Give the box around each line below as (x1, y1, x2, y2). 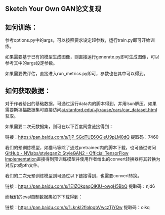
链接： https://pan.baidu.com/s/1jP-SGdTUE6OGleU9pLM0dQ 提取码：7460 (5, 134, 159, 140)
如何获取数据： (5, 86, 51, 95)
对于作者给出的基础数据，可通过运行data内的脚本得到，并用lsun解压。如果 (5, 101, 157, 107)
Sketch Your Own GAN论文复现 (5, 4, 102, 13)
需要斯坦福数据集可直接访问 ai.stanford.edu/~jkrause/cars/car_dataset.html (5, 107, 157, 113)
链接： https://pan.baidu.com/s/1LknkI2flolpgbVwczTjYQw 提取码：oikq (5, 205, 150, 211)
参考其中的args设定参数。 (5, 60, 58, 66)
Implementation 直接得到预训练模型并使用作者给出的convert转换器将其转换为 (5, 156, 161, 162)
